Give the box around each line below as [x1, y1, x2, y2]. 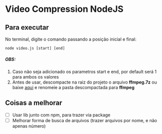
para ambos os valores [12, 74, 59, 80]
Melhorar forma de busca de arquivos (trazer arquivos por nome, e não [12, 117, 157, 123]
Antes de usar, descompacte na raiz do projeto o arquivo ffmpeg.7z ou [12, 79, 157, 85]
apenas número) [12, 123, 46, 129]
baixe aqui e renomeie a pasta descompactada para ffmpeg [12, 84, 135, 90]
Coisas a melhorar [5, 99, 63, 107]
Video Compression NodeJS [5, 3, 123, 15]
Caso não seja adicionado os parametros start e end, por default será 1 [12, 68, 157, 75]
